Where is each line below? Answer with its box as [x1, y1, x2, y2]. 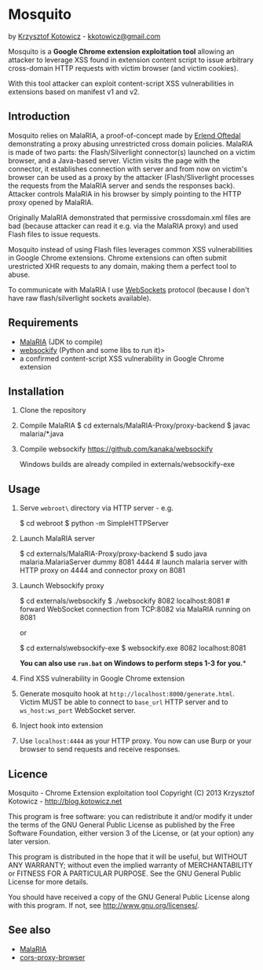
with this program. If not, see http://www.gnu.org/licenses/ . [8, 901, 200, 909]
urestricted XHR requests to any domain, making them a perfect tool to [8, 261, 237, 270]
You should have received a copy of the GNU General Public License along [8, 892, 250, 902]
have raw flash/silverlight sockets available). [8, 293, 152, 303]
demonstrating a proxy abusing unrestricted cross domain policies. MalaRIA [8, 139, 254, 149]
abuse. [8, 270, 31, 279]
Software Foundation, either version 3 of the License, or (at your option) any [8, 829, 254, 838]
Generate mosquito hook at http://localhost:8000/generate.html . [19, 689, 236, 699]
